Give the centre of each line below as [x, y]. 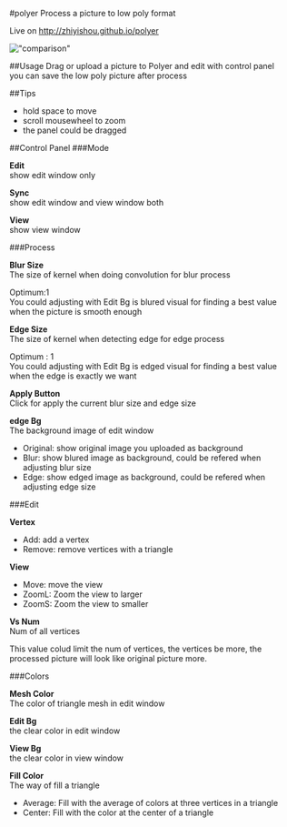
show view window [45, 230]
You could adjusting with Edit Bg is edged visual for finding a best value [143, 366]
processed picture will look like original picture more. [108, 658]
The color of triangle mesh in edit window [87, 703]
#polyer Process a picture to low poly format [93, 13]
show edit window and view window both [87, 202]
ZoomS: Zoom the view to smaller [85, 604]
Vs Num [25, 621]
